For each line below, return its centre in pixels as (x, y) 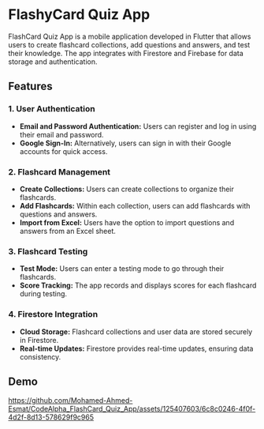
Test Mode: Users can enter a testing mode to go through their (122, 269)
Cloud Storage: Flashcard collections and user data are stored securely (136, 331)
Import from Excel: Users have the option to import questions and (127, 222)
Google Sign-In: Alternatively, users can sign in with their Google (125, 143)
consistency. (40, 356)
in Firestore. (39, 340)
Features (30, 87)
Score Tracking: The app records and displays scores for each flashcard (138, 285)
